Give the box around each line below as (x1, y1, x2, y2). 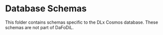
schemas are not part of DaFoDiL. (5, 24, 74, 30)
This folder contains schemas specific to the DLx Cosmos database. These (5, 19, 159, 25)
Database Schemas (5, 3, 87, 14)
